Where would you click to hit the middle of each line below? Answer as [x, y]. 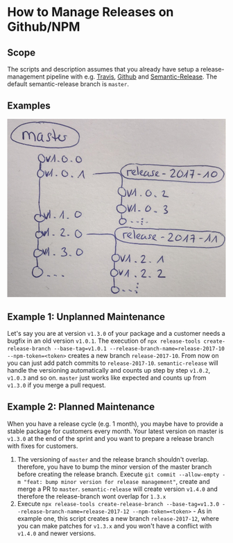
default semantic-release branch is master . [68, 84]
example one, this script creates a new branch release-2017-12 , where [118, 518]
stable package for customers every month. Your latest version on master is [115, 431]
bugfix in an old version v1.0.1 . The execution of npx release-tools [104, 341]
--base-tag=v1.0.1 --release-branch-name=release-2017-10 [139, 349]
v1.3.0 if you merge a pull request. [57, 385]
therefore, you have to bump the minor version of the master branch [114, 467]
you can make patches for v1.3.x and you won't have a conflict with [114, 526]
